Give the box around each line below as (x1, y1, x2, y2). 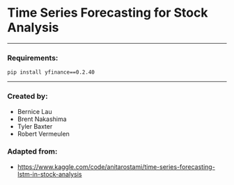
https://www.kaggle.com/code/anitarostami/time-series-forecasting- (17, 162, 216, 171)
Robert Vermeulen (17, 129, 70, 138)
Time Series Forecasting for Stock (7, 5, 208, 21)
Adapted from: (7, 147, 58, 156)
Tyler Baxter (17, 122, 53, 130)
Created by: (7, 92, 48, 102)
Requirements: (7, 53, 58, 63)
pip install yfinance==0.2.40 (7, 69, 95, 76)
